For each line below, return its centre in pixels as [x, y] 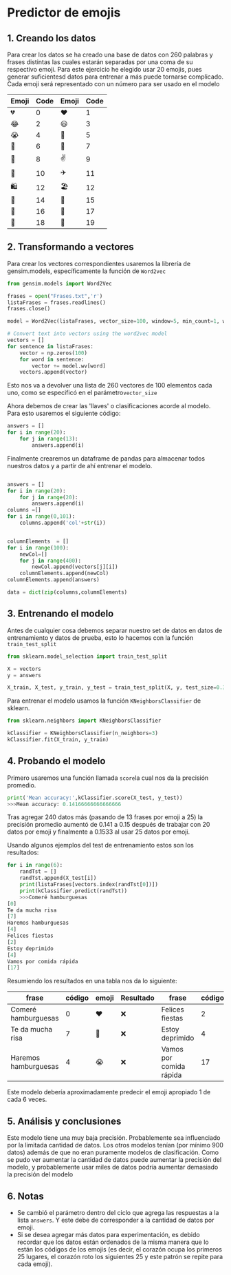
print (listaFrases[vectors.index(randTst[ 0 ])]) [89, 885]
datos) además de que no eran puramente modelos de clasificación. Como [113, 1152]
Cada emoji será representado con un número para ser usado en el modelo [113, 84]
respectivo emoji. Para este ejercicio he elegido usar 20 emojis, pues [105, 69]
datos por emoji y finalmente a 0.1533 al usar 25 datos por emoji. [99, 832]
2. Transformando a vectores [70, 247]
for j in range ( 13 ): [49, 439]
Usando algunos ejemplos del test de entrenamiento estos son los [100, 845]
